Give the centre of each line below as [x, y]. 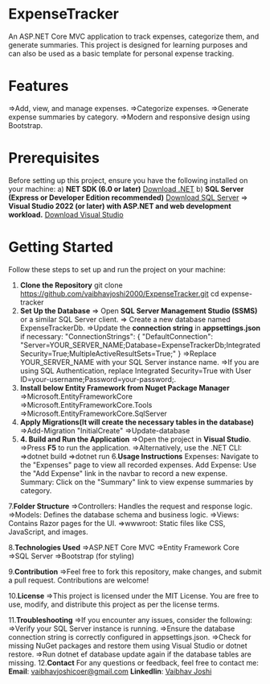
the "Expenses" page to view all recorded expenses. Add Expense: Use [138, 465]
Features [39, 86]
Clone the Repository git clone [71, 285]
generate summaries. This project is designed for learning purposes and [128, 44]
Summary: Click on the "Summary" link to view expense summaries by [137, 482]
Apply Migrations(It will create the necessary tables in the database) [137, 422]
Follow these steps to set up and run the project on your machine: [117, 269]
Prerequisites [54, 158]
